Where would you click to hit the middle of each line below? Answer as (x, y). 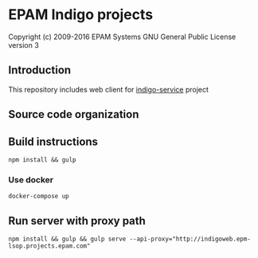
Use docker (31, 179)
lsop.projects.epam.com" (49, 246)
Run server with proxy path (77, 221)
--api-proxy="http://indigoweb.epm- (190, 239)
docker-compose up (39, 197)
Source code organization (74, 114)
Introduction (40, 70)
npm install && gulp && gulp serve (67, 239)
